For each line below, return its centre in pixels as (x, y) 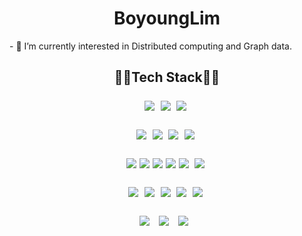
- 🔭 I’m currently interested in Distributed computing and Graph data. (150, 46)
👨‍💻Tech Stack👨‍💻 (167, 77)
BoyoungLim (167, 18)
